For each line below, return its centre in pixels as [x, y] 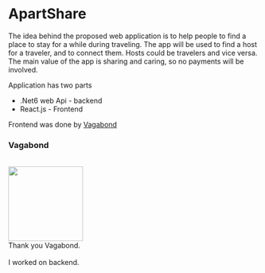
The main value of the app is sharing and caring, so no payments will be [126, 61]
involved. [23, 69]
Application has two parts [50, 85]
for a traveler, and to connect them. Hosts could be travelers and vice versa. [133, 53]
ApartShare [47, 14]
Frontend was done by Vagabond [63, 124]
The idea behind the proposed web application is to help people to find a [127, 36]
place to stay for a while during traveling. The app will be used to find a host [132, 44]
